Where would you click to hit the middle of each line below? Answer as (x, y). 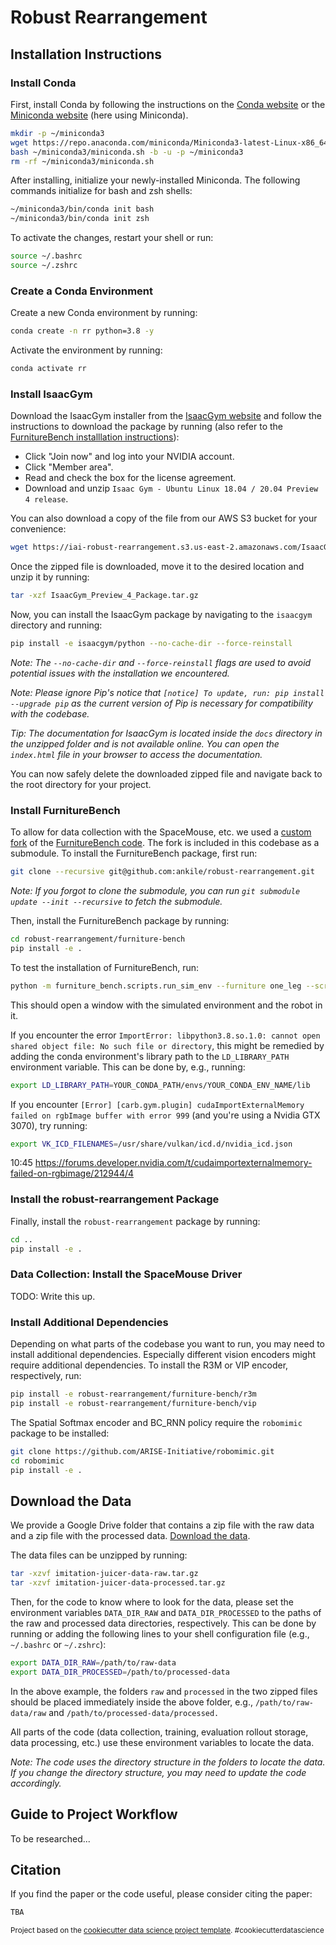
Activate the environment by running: (86, 350)
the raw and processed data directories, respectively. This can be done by (163, 1623)
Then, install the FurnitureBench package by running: (120, 921)
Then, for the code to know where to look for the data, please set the (152, 1602)
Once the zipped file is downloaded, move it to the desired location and (157, 567)
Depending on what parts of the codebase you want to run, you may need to (167, 1344)
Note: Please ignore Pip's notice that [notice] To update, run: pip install (167, 692)
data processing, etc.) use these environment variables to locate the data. (162, 1742)
